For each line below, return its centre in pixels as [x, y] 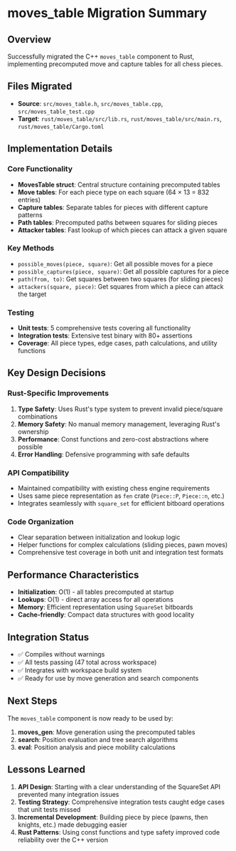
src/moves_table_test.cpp [56, 112]
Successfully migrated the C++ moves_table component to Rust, [101, 56]
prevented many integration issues [68, 794]
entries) [29, 199]
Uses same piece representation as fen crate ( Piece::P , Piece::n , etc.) [121, 496]
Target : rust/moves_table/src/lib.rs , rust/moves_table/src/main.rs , [119, 118]
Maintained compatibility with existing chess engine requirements [114, 489]
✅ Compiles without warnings [61, 654]
